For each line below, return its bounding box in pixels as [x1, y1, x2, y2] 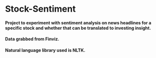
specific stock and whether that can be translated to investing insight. [5, 25, 151, 31]
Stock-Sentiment [5, 3, 76, 15]
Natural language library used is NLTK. [5, 47, 86, 53]
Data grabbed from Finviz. [5, 36, 60, 42]
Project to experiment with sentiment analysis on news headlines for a [5, 19, 152, 25]
